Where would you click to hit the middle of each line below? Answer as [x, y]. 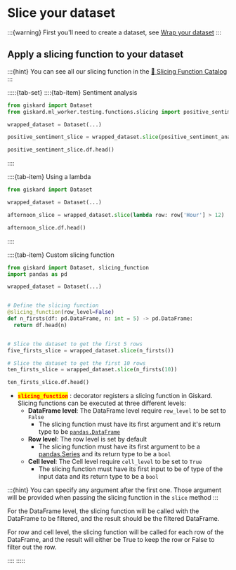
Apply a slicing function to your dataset [96, 54]
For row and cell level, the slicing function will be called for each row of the [116, 532]
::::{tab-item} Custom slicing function [61, 255]
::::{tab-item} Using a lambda [49, 177]
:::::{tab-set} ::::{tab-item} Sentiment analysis [72, 92]
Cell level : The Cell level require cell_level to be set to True [115, 462]
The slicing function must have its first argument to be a [119, 446]
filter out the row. [32, 547]
